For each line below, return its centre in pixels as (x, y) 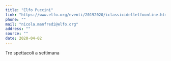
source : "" (17, 34)
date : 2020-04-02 (24, 39)
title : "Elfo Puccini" (29, 10)
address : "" (18, 29)
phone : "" (16, 19)
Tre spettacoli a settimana (32, 53)
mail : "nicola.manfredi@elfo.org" (42, 24)
